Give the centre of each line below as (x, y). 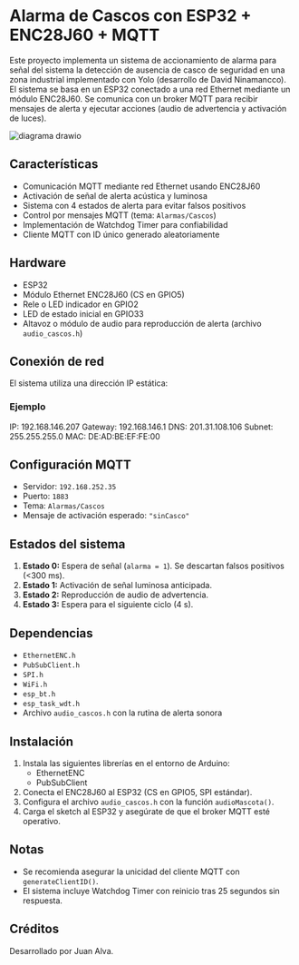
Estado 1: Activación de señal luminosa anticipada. (117, 586)
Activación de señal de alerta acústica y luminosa (115, 195)
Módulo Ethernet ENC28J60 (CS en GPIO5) (104, 294)
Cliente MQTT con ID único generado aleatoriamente (121, 234)
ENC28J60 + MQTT (85, 35)
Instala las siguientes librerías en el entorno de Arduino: (126, 763)
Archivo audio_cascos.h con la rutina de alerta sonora (122, 713)
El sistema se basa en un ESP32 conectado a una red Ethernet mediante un (150, 89)
